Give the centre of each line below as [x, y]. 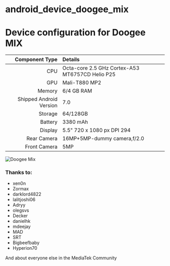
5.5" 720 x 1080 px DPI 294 [96, 130]
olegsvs [21, 210]
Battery [49, 122]
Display [49, 130]
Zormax [21, 189]
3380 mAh [75, 122]
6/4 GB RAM [77, 91]
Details [71, 59]
